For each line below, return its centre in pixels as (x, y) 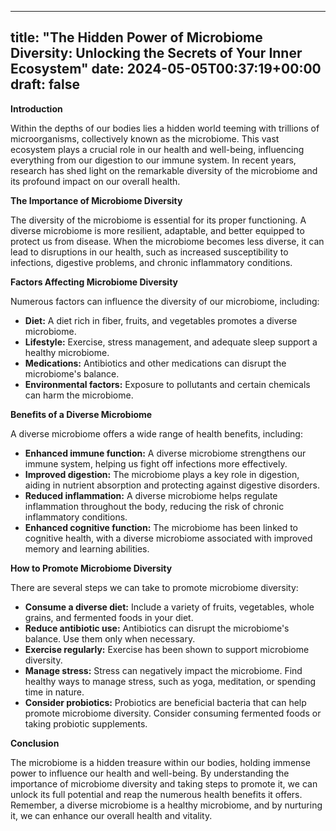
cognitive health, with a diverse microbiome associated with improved (168, 538)
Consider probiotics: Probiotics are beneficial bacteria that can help (165, 702)
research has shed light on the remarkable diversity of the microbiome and (164, 170)
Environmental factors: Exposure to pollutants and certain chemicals (167, 384)
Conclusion (35, 743)
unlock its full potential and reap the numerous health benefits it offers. (156, 794)
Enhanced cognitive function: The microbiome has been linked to (161, 527)
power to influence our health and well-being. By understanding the (150, 773)
